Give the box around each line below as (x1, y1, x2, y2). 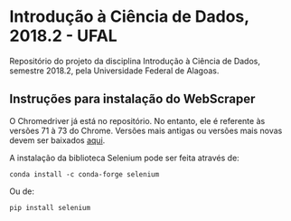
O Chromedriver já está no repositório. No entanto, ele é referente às (9, 115, 266, 126)
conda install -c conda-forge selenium (9, 169, 160, 178)
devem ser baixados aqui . (9, 134, 106, 146)
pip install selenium (9, 203, 91, 212)
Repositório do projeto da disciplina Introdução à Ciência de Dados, (9, 55, 260, 66)
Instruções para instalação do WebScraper (9, 91, 256, 107)
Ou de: (9, 186, 34, 197)
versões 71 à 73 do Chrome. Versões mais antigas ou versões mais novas (9, 125, 283, 136)
